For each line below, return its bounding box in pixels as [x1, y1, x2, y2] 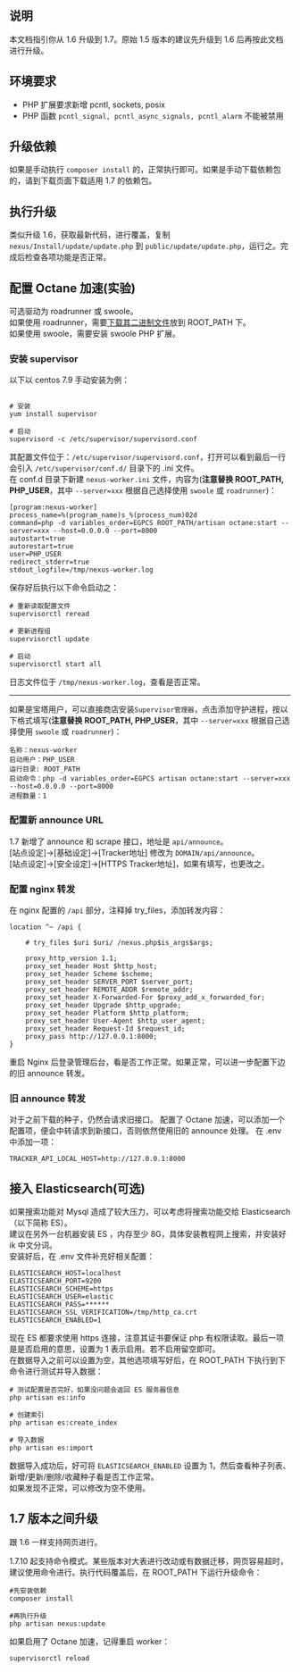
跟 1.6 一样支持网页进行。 [9, 1536, 103, 1547]
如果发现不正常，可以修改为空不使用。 [9, 1483, 150, 1493]
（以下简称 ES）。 [9, 1217, 73, 1228]
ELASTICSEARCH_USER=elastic [9, 1292, 114, 1301]
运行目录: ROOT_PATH [9, 765, 80, 774]
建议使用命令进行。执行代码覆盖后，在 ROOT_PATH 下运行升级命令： [9, 1567, 262, 1577]
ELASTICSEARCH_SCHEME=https [9, 1284, 114, 1293]
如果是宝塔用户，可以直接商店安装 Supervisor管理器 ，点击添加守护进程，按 [9, 704, 281, 715]
